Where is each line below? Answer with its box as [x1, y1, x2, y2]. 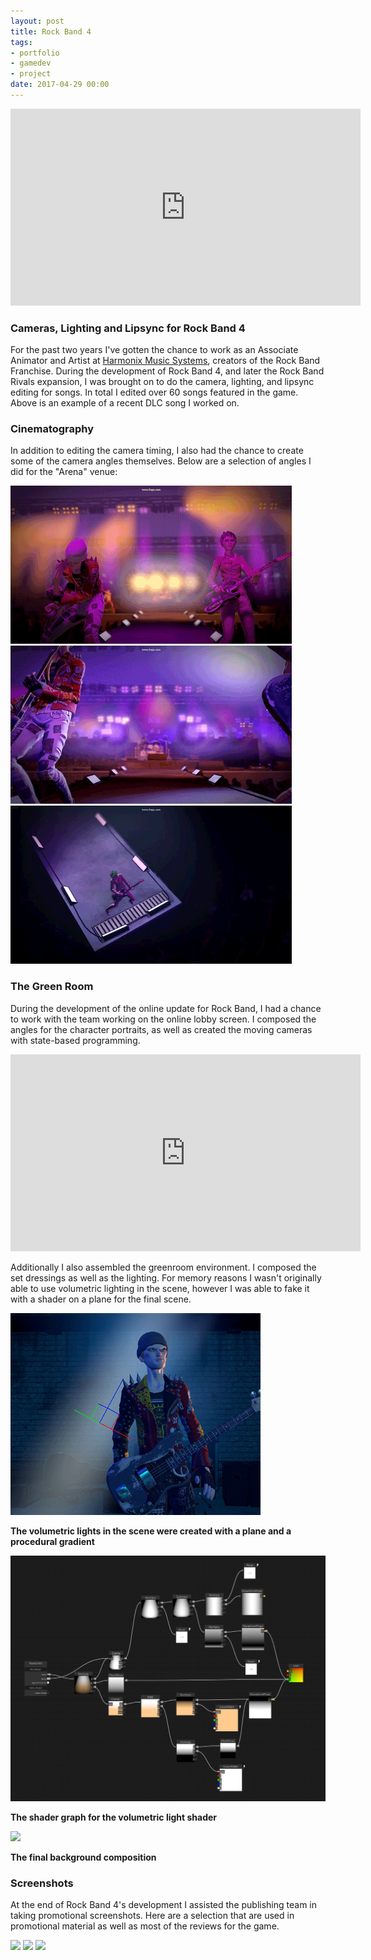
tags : [10, 37, 33, 47]
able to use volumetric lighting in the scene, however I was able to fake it [10, 1282, 310, 1294]
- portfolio [10, 48, 60, 58]
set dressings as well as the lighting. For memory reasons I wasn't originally [10, 1271, 322, 1284]
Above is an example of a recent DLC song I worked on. [10, 397, 240, 409]
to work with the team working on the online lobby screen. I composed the [10, 1013, 317, 1025]
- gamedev [10, 58, 52, 69]
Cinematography [10, 422, 95, 436]
